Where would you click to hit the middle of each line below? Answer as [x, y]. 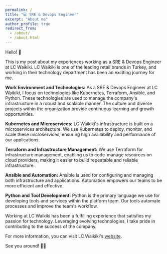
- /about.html [24, 38]
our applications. [23, 140]
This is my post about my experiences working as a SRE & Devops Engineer [83, 62]
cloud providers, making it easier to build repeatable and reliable [72, 160]
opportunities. [20, 114]
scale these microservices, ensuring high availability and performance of [80, 134]
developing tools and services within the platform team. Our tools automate [83, 200]
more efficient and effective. [34, 185]
